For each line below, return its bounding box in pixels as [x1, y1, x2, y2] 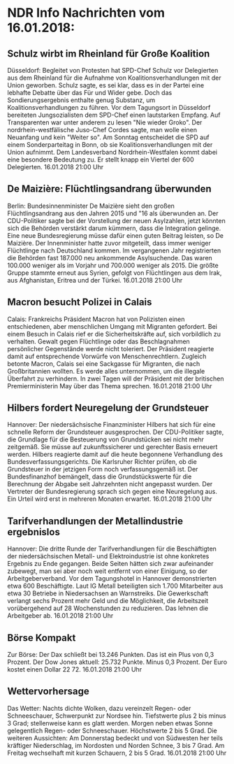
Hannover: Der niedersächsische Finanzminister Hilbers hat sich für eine [7, 420, 216, 429]
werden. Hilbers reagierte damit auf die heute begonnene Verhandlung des [7, 450, 224, 459]
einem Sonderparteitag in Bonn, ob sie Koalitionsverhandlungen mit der [7, 141, 213, 148]
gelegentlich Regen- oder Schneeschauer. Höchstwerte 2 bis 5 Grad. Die [7, 726, 218, 735]
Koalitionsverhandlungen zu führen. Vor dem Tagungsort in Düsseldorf [7, 104, 211, 111]
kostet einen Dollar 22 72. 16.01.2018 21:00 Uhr [7, 665, 142, 674]
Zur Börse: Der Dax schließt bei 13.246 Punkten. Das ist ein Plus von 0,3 [7, 651, 214, 659]
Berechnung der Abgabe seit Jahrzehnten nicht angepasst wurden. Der [7, 480, 213, 488]
